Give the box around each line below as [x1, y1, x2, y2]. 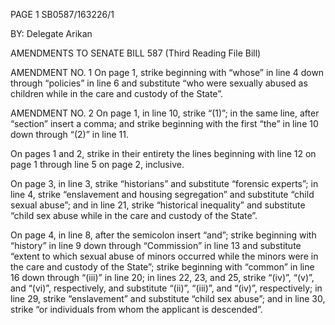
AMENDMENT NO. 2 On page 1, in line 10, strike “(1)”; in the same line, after [10, 107, 320, 119]
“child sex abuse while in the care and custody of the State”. [10, 210, 258, 221]
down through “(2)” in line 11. [10, 129, 129, 140]
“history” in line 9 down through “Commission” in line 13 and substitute [10, 240, 302, 251]
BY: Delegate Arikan [10, 28, 93, 39]
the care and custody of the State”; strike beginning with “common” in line [10, 261, 315, 273]
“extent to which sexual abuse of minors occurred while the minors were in [10, 250, 319, 262]
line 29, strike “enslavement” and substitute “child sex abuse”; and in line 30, [10, 293, 326, 304]
